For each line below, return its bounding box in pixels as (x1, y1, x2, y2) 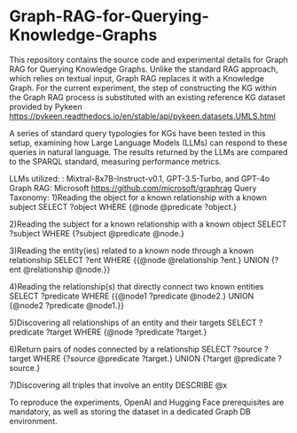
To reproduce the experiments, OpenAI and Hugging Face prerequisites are (9, 397, 285, 407)
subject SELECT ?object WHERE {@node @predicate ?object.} (9, 201, 238, 212)
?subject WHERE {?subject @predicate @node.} (9, 228, 184, 238)
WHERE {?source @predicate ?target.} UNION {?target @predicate (32, 352, 277, 364)
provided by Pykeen (9, 101, 82, 112)
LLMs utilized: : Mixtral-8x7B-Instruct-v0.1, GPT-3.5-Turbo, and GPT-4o (9, 173, 270, 183)
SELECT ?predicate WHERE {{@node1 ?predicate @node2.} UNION (9, 290, 254, 301)
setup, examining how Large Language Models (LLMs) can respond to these (9, 137, 288, 148)
